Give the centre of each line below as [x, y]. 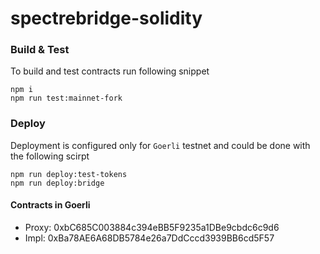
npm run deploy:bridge [57, 183]
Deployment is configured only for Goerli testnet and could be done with [160, 145]
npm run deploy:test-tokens [69, 174]
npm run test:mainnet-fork [66, 98]
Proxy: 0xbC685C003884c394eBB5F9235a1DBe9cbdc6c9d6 [152, 227]
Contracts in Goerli [50, 205]
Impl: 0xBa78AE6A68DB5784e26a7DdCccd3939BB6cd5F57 [149, 238]
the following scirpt [50, 156]
